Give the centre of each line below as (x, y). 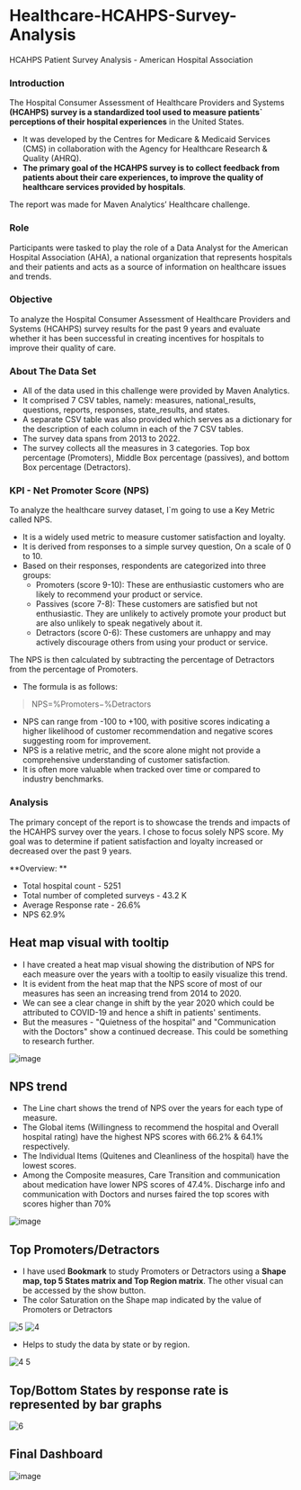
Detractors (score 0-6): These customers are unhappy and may (153, 633)
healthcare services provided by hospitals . (104, 187)
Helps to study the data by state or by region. (106, 1345)
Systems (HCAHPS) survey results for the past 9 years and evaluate (135, 329)
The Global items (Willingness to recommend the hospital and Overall (150, 1127)
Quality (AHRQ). (52, 158)
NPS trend (38, 1086)
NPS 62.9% (44, 914)
